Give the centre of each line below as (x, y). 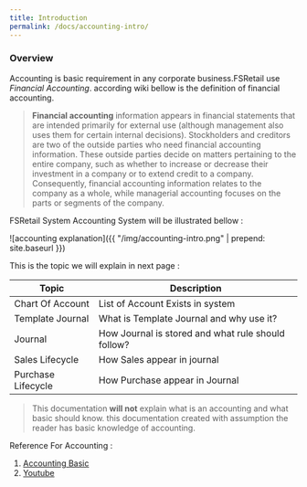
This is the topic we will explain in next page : (95, 265)
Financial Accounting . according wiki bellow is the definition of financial (145, 88)
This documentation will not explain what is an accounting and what (160, 408)
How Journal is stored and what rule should (191, 333)
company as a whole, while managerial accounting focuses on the (156, 193)
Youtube (38, 472)
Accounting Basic (56, 463)
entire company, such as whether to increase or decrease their (150, 164)
